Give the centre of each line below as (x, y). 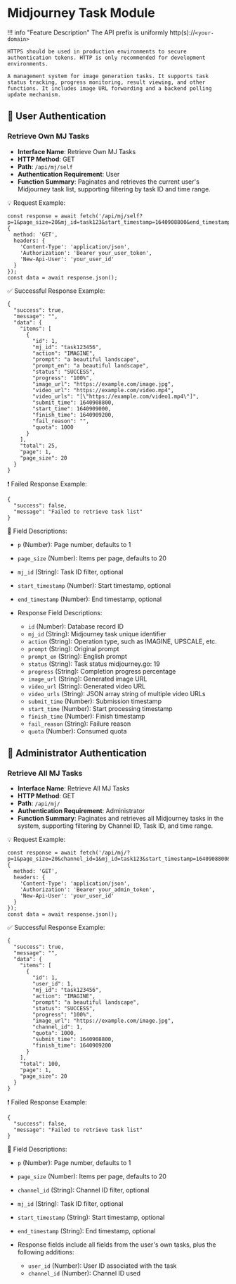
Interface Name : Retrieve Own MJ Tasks (77, 151)
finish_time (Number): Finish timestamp (86, 716)
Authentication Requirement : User (68, 174)
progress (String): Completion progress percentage (102, 671)
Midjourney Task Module (81, 13)
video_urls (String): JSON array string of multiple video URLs (117, 693)
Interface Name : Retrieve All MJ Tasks (73, 788)
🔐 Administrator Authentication (77, 754)
